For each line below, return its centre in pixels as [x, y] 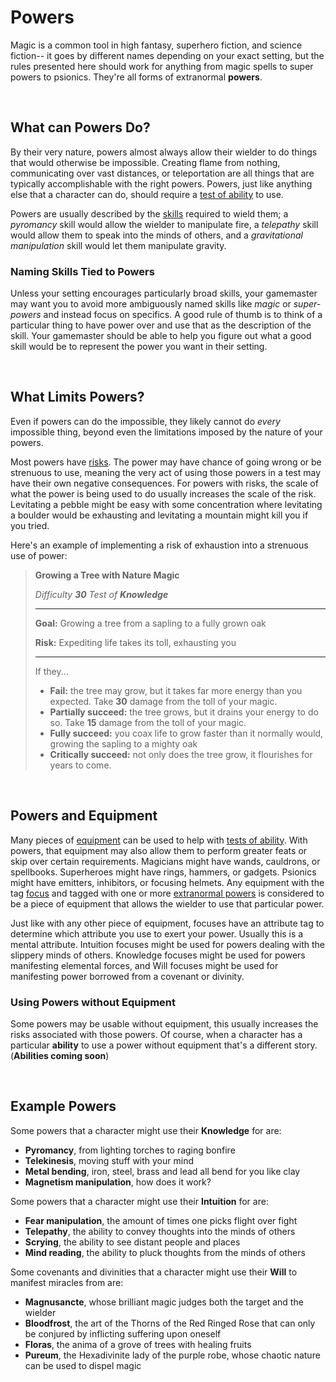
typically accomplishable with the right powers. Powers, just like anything [161, 183]
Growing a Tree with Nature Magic [107, 575]
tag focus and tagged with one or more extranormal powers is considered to [167, 893]
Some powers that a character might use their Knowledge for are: [146, 1130]
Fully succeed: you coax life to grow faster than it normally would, [186, 733]
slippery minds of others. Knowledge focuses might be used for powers [158, 955]
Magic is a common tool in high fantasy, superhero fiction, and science [156, 45]
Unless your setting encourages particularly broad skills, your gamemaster [164, 293]
